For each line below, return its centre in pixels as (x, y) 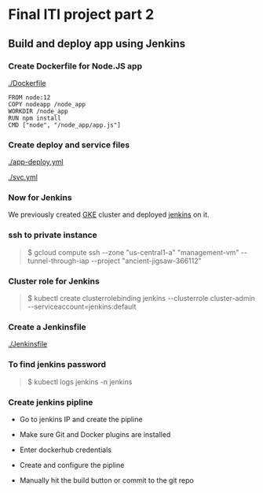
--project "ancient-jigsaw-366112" (146, 261)
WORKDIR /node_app (38, 111)
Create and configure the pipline (72, 465)
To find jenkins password (57, 365)
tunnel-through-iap (58, 261)
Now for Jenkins (40, 198)
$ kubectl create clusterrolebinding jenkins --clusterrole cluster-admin (141, 298)
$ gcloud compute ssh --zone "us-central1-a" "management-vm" (133, 252)
